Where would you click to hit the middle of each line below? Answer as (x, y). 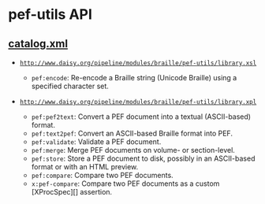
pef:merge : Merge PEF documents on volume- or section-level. (133, 150)
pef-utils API (50, 15)
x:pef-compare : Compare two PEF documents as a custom (125, 184)
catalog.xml (38, 44)
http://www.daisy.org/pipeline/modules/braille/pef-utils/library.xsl (138, 63)
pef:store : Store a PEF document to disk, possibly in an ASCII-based (143, 158)
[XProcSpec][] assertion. (72, 192)
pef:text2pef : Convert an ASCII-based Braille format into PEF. (132, 133)
